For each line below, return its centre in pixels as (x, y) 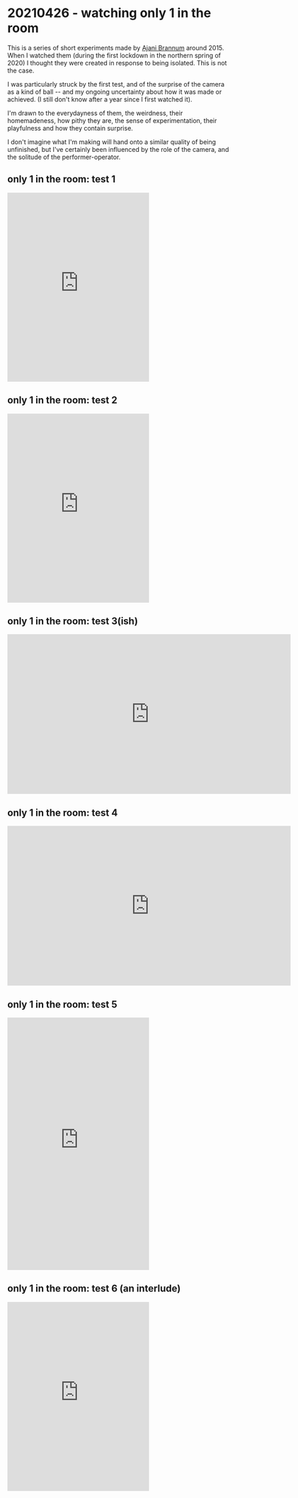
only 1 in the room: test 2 (63, 400)
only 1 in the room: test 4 (63, 813)
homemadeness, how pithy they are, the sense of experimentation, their (112, 120)
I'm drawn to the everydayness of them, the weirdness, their (95, 113)
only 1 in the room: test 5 (62, 1004)
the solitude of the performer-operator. (64, 157)
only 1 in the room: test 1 (61, 179)
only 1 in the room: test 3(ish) (73, 621)
